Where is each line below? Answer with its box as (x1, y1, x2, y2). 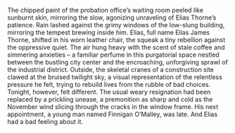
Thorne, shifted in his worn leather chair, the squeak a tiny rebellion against (7, 36, 226, 44)
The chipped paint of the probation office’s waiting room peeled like (7, 6, 204, 14)
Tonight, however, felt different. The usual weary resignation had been (7, 87, 211, 96)
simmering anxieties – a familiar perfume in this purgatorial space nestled (7, 50, 220, 59)
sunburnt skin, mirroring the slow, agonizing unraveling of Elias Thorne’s (7, 13, 217, 22)
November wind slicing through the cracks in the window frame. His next (7, 103, 219, 111)
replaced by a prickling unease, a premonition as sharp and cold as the (7, 95, 213, 104)
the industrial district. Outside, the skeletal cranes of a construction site (7, 66, 215, 73)
